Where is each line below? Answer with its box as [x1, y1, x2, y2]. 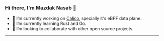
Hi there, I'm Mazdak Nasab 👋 [5, 4, 77, 11]
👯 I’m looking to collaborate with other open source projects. [12, 26, 134, 32]
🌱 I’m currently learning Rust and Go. [12, 20, 86, 26]
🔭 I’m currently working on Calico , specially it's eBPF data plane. [12, 16, 142, 21]
